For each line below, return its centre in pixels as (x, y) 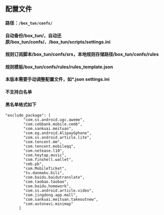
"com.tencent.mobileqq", (50, 146)
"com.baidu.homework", (47, 186)
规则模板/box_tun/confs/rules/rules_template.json (59, 67)
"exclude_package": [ (28, 115)
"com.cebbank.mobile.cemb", (53, 124)
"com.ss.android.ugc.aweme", (54, 120)
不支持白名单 (18, 92)
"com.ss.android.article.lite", (58, 138)
